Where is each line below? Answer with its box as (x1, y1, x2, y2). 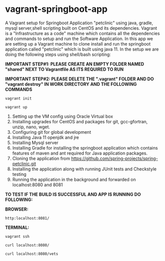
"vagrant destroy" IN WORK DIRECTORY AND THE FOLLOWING (5, 81, 137, 87)
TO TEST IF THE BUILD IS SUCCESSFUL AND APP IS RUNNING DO (5, 191, 141, 197)
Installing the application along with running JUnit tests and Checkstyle (12, 166, 157, 172)
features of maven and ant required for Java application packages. (12, 150, 148, 156)
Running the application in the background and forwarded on (12, 176, 136, 182)
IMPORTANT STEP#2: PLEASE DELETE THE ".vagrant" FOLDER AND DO (5, 76, 154, 82)
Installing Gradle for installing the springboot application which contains (12, 145, 158, 151)
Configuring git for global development (12, 129, 91, 135)
